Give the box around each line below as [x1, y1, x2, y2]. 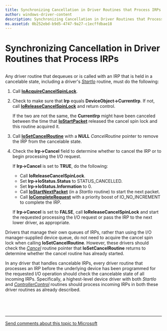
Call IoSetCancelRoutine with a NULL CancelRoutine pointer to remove [12, 133, 159, 139]
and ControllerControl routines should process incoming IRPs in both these [5, 281, 159, 287]
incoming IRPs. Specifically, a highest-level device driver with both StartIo [5, 276, 157, 282]
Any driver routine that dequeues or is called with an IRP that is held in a [5, 73, 153, 79]
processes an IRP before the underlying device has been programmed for [5, 265, 156, 271]
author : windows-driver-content [5, 12, 72, 17]
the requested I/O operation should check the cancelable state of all [5, 271, 145, 277]
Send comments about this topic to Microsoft [5, 320, 98, 326]
